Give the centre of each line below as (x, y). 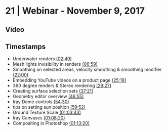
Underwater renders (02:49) (42, 59)
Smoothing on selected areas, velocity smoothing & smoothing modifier (87, 70)
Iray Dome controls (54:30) (41, 102)
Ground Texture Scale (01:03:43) (47, 113)
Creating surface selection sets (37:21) (53, 91)
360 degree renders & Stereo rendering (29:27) (62, 85)
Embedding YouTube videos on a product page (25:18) (69, 80)
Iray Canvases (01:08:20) (39, 118)
